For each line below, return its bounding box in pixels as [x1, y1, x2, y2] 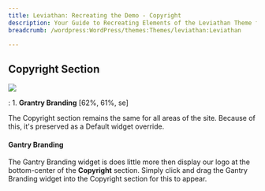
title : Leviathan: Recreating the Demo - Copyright [8, 11, 181, 20]
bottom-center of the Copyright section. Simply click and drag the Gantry [8, 166, 248, 175]
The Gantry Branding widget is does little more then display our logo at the [8, 157, 251, 167]
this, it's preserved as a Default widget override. [8, 122, 165, 131]
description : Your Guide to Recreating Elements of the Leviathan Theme [8, 19, 252, 27]
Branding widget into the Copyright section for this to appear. [8, 174, 207, 184]
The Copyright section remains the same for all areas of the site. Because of [8, 114, 256, 123]
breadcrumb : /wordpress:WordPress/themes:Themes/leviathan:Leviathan [8, 26, 242, 34]
